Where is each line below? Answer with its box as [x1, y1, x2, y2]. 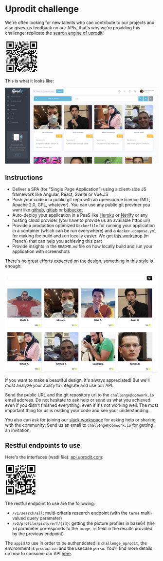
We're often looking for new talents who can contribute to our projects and [5, 20, 155, 25]
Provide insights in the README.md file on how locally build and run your [12, 243, 153, 249]
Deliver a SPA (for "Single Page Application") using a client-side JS [12, 187, 147, 192]
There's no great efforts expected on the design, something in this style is [5, 258, 153, 264]
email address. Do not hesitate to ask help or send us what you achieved [5, 397, 151, 403]
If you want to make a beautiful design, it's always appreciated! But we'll [5, 377, 150, 383]
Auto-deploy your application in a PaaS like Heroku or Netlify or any [12, 212, 148, 218]
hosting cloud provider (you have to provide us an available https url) [12, 217, 150, 223]
